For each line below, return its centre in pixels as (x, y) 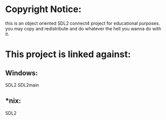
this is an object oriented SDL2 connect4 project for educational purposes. (82, 23)
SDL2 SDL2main (22, 85)
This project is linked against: (68, 54)
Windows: (22, 73)
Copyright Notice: (43, 9)
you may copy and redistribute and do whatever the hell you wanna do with (83, 28)
